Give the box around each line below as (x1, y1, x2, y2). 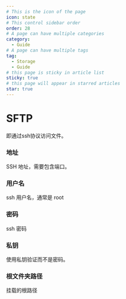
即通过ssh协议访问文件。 (6, 132, 67, 139)
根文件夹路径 (6, 272, 43, 280)
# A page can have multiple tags (6, 48, 89, 53)
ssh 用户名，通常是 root (6, 194, 64, 201)
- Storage (11, 58, 35, 64)
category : (6, 36, 31, 42)
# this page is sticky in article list (6, 70, 105, 75)
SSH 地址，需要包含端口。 (6, 163, 70, 170)
